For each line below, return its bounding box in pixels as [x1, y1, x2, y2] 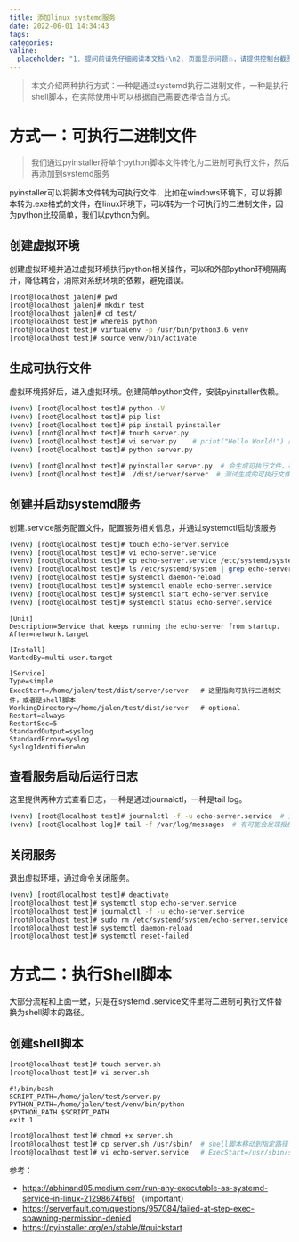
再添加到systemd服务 [30, 168, 109, 178]
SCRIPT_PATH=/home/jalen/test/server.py [9, 1092, 162, 1101]
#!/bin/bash [9, 1084, 53, 1093]
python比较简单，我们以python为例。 [16, 209, 154, 219]
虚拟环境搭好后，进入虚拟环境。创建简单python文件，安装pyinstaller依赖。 [9, 385, 283, 397]
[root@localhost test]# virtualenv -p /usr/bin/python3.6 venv [9, 326, 249, 335]
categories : [9, 37, 53, 47]
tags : [9, 29, 29, 38]
